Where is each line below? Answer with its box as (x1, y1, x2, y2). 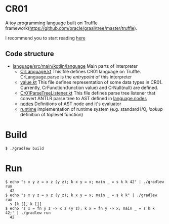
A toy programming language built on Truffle (5, 20, 98, 26)
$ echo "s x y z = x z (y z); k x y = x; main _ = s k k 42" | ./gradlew (5, 179, 164, 185)
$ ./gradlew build (5, 146, 44, 151)
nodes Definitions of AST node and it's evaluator (20, 101, 121, 107)
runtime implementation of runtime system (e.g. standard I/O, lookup (20, 106, 163, 112)
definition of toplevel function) (20, 111, 83, 117)
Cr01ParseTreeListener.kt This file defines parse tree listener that (20, 89, 156, 96)
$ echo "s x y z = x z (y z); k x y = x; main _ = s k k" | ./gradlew (5, 193, 157, 198)
